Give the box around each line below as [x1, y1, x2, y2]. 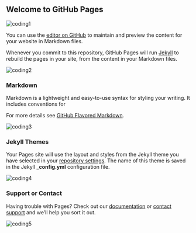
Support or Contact [6, 189, 63, 197]
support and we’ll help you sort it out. [6, 208, 96, 215]
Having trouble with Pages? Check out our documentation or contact [6, 203, 171, 210]
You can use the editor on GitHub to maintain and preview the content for [6, 32, 183, 39]
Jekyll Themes [6, 138, 49, 146]
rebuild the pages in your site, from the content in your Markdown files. [6, 55, 177, 62]
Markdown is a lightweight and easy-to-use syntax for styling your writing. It [6, 95, 190, 102]
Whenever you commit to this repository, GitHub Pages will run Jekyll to [6, 49, 180, 56]
